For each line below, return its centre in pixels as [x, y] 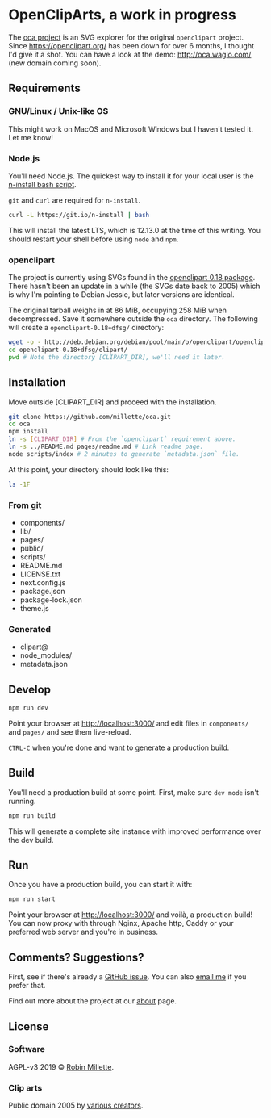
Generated [29, 629]
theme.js [35, 608]
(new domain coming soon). [55, 63]
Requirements [44, 88]
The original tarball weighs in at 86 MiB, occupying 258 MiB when [118, 310]
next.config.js [43, 582]
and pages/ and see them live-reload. [70, 731]
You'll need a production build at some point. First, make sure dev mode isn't [134, 792]
